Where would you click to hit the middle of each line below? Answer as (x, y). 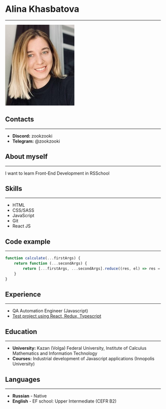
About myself (26, 157)
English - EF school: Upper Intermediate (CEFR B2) (64, 401)
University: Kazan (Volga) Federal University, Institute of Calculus (79, 348)
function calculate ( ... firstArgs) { (43, 258)
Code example (28, 242)
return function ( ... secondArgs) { (51, 263)
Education (21, 332)
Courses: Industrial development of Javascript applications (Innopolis (83, 359)
